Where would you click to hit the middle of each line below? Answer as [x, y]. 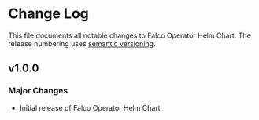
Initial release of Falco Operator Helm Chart [90, 107]
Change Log [48, 14]
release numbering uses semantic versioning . [82, 43]
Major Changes [38, 91]
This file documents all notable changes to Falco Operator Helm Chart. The [130, 35]
